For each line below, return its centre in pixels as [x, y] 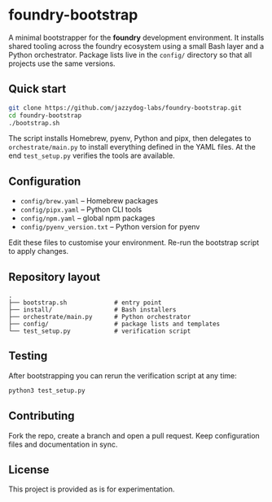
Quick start [37, 89]
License [29, 469]
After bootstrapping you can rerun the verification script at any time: [123, 375]
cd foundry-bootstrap [45, 116]
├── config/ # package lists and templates [114, 324]
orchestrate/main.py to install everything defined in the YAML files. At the [132, 147]
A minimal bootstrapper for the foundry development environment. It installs [136, 37]
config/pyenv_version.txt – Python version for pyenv [110, 227]
